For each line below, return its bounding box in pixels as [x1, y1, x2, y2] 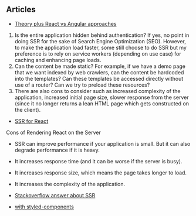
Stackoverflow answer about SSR [14, 191, 96, 198]
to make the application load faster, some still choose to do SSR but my [14, 44, 187, 51]
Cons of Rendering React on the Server [6, 129, 102, 136]
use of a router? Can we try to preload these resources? [14, 81, 150, 88]
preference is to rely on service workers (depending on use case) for [14, 50, 181, 57]
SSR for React [14, 117, 49, 125]
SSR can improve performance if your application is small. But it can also [14, 140, 191, 147]
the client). [14, 106, 41, 113]
